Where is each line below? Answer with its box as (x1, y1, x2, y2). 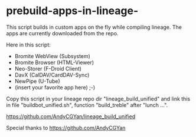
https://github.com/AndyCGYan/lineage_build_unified (6, 113, 136, 120)
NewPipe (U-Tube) (14, 78, 60, 85)
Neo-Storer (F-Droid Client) (14, 65, 81, 72)
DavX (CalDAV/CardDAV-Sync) (14, 71, 90, 78)
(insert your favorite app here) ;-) (14, 83, 96, 91)
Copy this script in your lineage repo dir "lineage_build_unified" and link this (6, 95, 191, 102)
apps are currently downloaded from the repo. (6, 29, 119, 36)
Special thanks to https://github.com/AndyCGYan (6, 124, 126, 131)
